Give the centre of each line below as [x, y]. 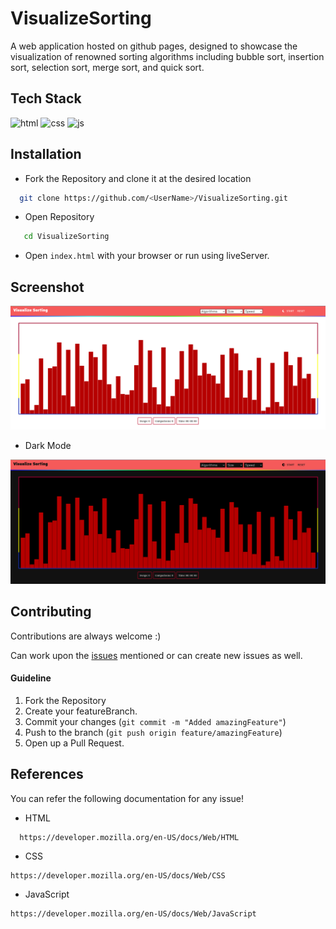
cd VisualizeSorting [66, 237]
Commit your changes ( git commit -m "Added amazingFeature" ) [155, 721]
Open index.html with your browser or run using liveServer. [147, 256]
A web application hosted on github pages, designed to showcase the [154, 46]
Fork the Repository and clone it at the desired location [138, 178]
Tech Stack [46, 98]
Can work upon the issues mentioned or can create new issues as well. [156, 655]
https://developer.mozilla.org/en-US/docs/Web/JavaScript [133, 913]
